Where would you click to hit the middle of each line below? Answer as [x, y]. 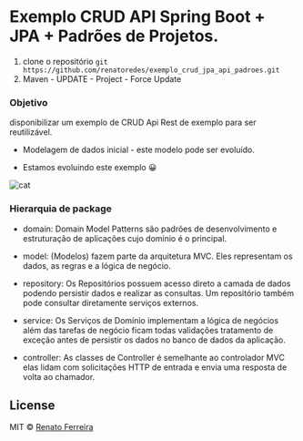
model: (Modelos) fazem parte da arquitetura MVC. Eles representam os [157, 256]
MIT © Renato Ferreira [51, 427]
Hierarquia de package [61, 209]
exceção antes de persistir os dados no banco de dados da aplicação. [154, 340]
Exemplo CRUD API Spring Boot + [137, 17]
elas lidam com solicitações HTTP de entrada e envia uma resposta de [155, 367]
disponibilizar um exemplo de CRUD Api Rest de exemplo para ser [133, 123]
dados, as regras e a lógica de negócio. [96, 265]
